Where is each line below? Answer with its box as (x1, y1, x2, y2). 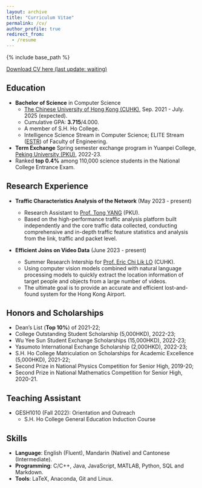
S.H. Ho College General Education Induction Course (24, 416, 156, 423)
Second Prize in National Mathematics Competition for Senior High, (15, 369, 183, 376)
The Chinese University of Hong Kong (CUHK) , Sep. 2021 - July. (24, 105, 184, 113)
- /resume (11, 37, 36, 43)
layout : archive (6, 8, 47, 15)
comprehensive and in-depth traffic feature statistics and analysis (24, 228, 189, 235)
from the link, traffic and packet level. (24, 235, 117, 242)
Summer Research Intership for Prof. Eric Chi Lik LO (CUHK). (24, 258, 175, 266)
